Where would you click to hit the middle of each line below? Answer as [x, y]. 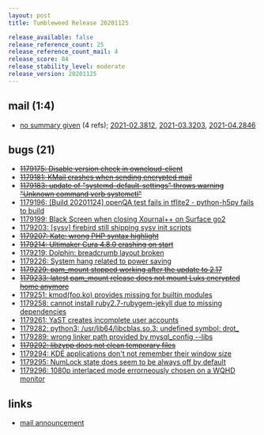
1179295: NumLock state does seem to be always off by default [123, 362]
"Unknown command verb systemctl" [81, 194]
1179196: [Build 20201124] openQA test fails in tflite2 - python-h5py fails [137, 202]
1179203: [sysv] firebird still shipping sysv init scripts [106, 228]
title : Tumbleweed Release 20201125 [68, 23]
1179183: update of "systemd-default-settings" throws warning [122, 186]
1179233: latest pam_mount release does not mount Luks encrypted [130, 278]
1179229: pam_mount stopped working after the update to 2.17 [121, 270]
